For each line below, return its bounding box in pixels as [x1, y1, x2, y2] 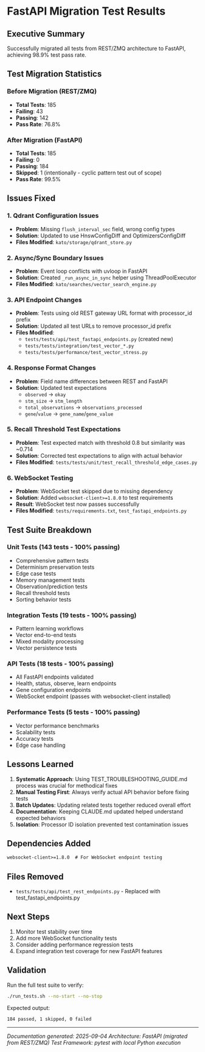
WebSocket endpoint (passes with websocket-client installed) [15, 693, 171, 700]
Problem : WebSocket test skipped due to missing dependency [15, 488, 173, 495]
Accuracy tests [15, 735, 54, 742]
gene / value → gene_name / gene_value [24, 410, 114, 417]
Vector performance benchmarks [15, 722, 100, 729]
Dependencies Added [7, 838, 91, 849]
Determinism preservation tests [15, 563, 95, 571]
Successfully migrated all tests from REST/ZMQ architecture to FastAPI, [7, 45, 186, 52]
